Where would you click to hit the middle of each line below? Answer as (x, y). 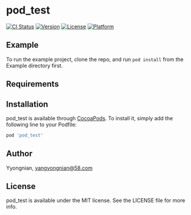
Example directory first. (34, 65)
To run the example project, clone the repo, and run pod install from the (95, 59)
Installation (27, 104)
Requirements (32, 84)
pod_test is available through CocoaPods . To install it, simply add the (90, 118)
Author (19, 154)
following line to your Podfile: (42, 124)
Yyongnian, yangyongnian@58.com (50, 168)
